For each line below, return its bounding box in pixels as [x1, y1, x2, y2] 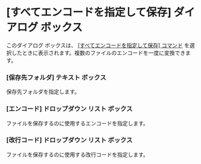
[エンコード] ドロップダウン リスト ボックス [6, 105, 133, 113]
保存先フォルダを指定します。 [6, 88, 80, 95]
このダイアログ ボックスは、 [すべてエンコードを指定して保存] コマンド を [6, 42, 190, 49]
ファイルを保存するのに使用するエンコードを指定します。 [6, 119, 149, 127]
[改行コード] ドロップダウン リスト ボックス [6, 136, 133, 145]
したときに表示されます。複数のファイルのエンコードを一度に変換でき [11, 49, 186, 56]
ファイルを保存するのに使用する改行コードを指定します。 [6, 151, 149, 158]
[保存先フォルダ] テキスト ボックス [6, 73, 107, 81]
